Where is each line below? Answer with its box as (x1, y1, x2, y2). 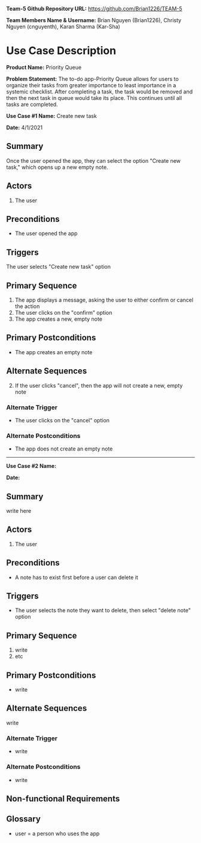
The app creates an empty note (14, 348, 93, 355)
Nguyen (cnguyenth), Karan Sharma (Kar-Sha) (6, 23, 121, 30)
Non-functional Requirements (6, 793, 120, 804)
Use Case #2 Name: (6, 462, 57, 470)
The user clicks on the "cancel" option (14, 416, 109, 424)
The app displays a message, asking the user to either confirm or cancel (14, 296, 193, 303)
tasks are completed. (6, 101, 58, 108)
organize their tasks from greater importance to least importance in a (6, 81, 176, 89)
